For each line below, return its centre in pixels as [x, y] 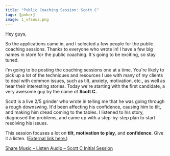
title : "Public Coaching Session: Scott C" [52, 10]
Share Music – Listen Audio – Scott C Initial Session [59, 148]
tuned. [12, 60]
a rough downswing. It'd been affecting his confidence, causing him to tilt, [83, 107]
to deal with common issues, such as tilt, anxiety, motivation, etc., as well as [85, 81]
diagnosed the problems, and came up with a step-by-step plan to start [80, 118]
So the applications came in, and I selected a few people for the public [79, 44]
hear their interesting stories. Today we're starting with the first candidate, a [85, 86]
